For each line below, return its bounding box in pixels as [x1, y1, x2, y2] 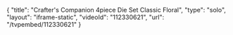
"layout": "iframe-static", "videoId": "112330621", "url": [6, 13, 165, 21]
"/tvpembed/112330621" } [6, 21, 82, 28]
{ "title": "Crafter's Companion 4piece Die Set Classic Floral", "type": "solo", [6, 6, 227, 14]
